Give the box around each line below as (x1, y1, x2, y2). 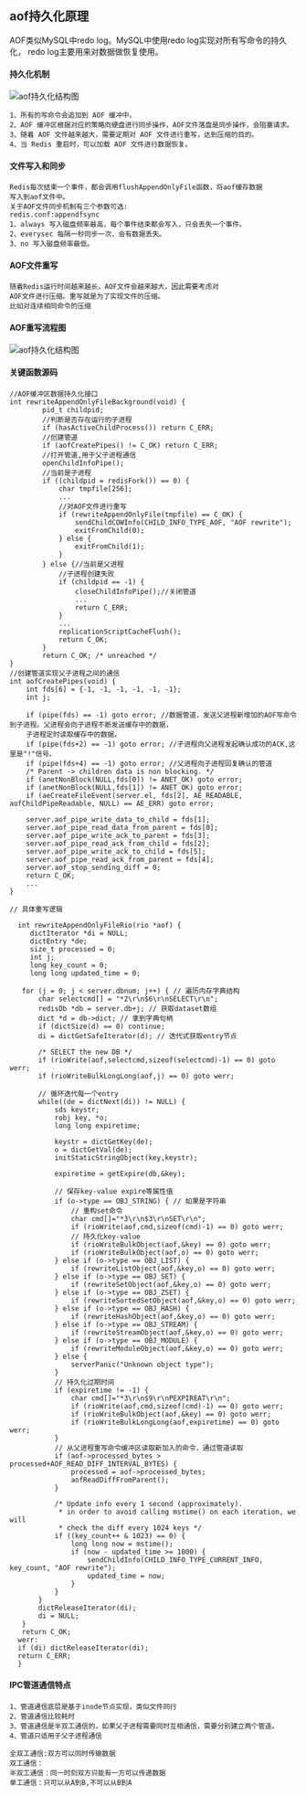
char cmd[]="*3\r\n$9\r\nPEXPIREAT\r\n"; (70, 1393, 231, 1403)
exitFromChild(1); (74, 542, 145, 551)
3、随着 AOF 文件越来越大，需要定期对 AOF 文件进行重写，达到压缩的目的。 (9, 131, 259, 140)
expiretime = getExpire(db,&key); (54, 1169, 185, 1178)
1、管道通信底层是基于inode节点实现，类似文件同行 (9, 1703, 177, 1712)
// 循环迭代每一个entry (37, 1089, 119, 1099)
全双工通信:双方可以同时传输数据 (9, 1749, 116, 1759)
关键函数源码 (9, 367, 58, 377)
